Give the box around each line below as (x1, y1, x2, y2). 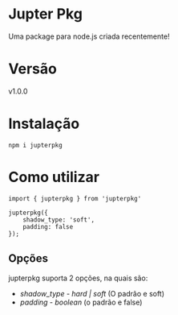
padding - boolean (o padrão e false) (19, 297, 143, 307)
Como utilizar (8, 168, 100, 186)
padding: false (22, 222, 74, 230)
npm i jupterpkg (8, 141, 63, 149)
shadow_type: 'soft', (22, 215, 95, 224)
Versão (8, 60, 58, 78)
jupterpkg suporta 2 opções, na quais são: (8, 273, 148, 283)
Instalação (8, 114, 80, 133)
